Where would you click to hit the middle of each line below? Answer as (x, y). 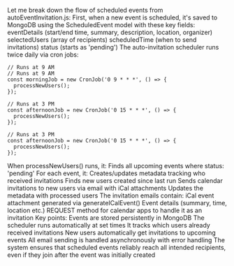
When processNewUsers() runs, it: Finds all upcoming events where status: (116, 166)
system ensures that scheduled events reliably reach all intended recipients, (117, 247)
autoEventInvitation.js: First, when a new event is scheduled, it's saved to (112, 17)
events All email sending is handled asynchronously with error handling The (116, 240)
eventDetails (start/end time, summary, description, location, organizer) (110, 32)
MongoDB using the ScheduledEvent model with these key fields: (101, 25)
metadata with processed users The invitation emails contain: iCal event (111, 195)
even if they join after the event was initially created (81, 255)
